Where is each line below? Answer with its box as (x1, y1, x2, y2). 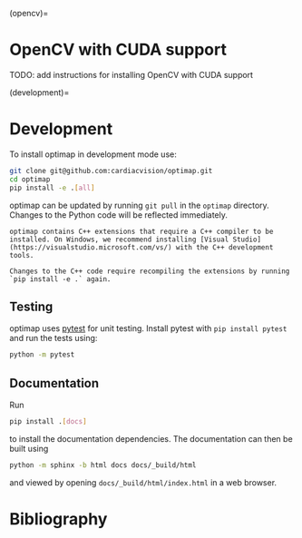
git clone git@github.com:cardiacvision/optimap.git (9, 166, 213, 175)
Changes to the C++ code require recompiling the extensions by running (9, 267, 290, 276)
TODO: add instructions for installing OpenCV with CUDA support (9, 69, 254, 80)
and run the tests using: (9, 333, 98, 344)
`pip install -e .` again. (9, 274, 112, 284)
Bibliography (9, 508, 108, 529)
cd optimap (9, 174, 51, 184)
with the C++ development (175, 242, 274, 252)
